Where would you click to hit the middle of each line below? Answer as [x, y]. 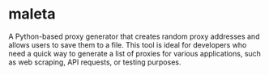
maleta [32, 14]
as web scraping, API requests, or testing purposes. [95, 62]
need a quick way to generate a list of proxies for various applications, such [135, 53]
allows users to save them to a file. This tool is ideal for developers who [128, 44]
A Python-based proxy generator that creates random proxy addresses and [134, 36]
